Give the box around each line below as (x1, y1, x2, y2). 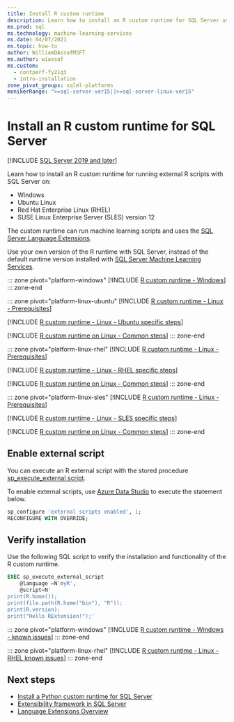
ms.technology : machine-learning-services (7, 29, 132, 37)
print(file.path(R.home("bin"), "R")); (7, 599, 123, 607)
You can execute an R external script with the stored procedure (7, 466, 189, 475)
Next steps (7, 674, 56, 686)
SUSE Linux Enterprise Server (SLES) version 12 (17, 213, 155, 222)
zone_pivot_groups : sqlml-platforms (7, 82, 114, 89)
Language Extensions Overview (17, 707, 109, 716)
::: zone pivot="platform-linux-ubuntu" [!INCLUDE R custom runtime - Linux (7, 297, 224, 305)
